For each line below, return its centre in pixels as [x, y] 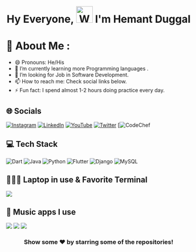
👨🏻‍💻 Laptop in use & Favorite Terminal [77, 180]
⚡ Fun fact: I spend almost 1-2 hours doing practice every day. [89, 90]
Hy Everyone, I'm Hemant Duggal [99, 19]
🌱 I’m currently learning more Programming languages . [81, 69]
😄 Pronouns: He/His [39, 62]
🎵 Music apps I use [41, 212]
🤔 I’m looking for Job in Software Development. [72, 75]
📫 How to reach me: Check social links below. [71, 82]
